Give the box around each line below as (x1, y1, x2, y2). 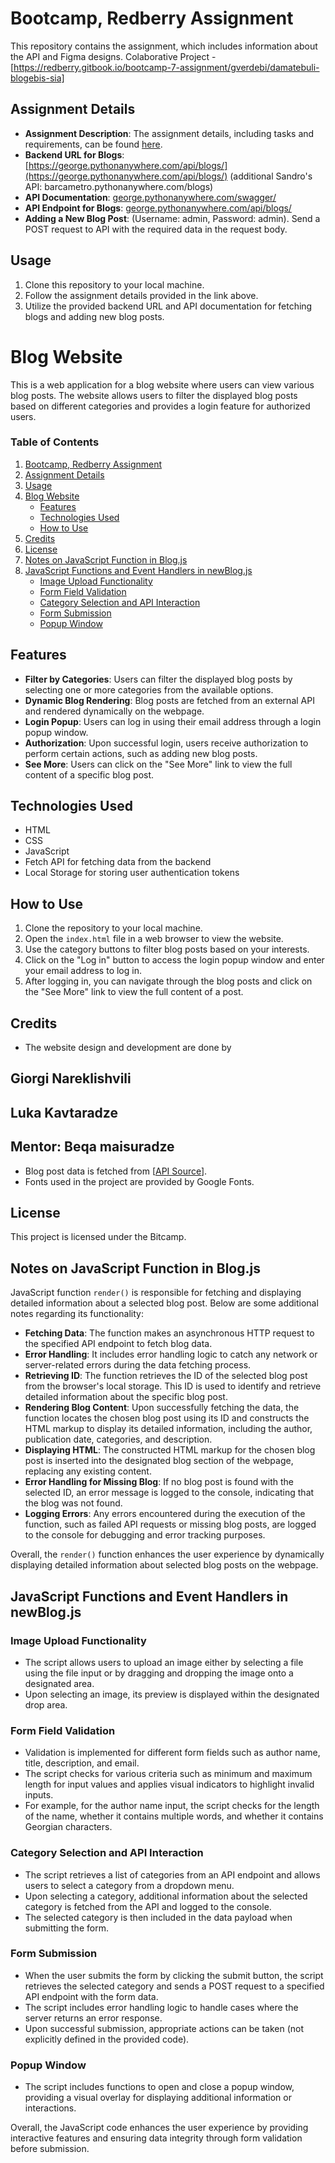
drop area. (24, 1698, 68, 1711)
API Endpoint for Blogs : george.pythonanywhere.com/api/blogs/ (24, 202, 292, 214)
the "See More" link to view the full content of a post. (24, 986, 244, 998)
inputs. (24, 1789, 54, 1801)
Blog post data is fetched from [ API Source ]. (24, 1165, 208, 1177)
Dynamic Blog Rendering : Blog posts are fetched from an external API (24, 694, 315, 706)
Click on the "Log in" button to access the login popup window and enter (24, 954, 325, 966)
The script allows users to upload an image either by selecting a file (24, 1656, 304, 1668)
